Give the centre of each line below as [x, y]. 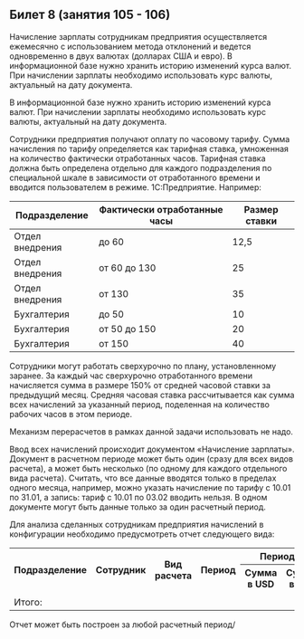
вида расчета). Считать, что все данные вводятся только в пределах [143, 478]
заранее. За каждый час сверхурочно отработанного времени [131, 376]
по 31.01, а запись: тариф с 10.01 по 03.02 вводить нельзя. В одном [138, 497]
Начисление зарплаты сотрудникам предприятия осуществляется [138, 36]
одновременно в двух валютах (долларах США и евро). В [121, 56]
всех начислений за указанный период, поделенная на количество [139, 404]
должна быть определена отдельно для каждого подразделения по [141, 167]
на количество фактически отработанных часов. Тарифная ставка [138, 158]
